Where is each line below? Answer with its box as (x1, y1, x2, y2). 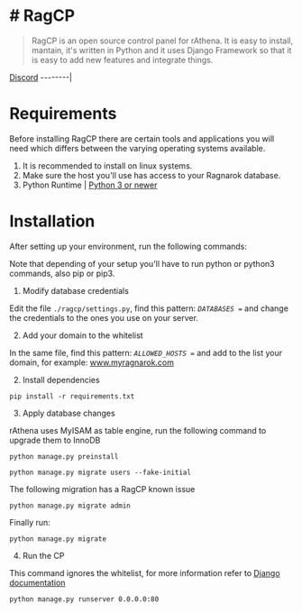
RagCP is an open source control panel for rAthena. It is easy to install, (31, 35, 294, 46)
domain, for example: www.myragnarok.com (9, 357, 174, 368)
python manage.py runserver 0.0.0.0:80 (9, 594, 160, 604)
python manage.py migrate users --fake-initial (9, 468, 192, 477)
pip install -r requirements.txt (9, 391, 135, 401)
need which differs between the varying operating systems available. (9, 142, 266, 153)
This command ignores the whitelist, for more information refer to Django (9, 567, 281, 578)
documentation (9, 577, 66, 588)
